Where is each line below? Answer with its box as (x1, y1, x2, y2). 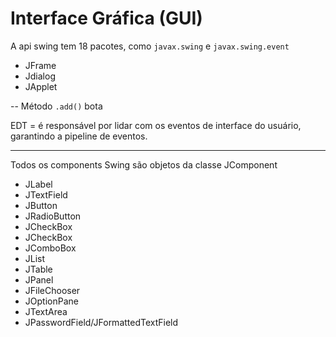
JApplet (24, 80, 58, 92)
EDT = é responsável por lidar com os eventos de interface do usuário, (10, 119, 302, 131)
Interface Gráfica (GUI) (10, 7, 203, 30)
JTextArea (24, 305, 68, 317)
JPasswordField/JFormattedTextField (24, 316, 179, 328)
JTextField (24, 188, 68, 201)
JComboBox (24, 242, 77, 254)
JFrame (24, 59, 57, 71)
